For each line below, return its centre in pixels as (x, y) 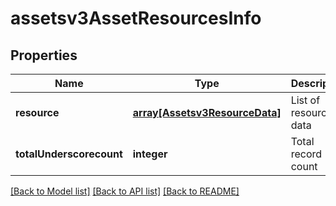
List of (305, 100)
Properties (44, 55)
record (306, 154)
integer (150, 154)
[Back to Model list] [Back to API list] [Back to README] (125, 191)
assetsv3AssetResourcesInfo (136, 18)
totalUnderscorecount (69, 154)
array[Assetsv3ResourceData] (207, 112)
